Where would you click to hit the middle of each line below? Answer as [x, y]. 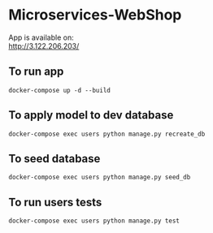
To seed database [54, 159]
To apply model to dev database [91, 115]
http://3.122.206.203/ [44, 45]
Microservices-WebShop [95, 15]
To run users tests [55, 202]
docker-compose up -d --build [60, 90]
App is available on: [41, 37]
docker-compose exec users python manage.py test [94, 221]
